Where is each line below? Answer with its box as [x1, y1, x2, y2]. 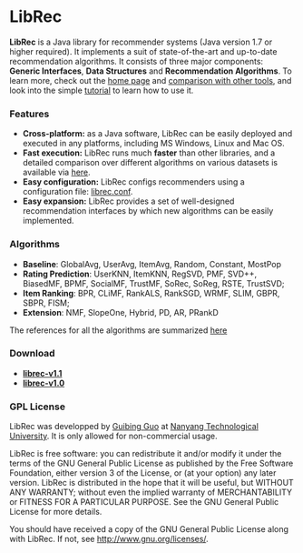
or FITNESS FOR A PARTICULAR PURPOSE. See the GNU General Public [9, 497, 279, 508]
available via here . [22, 166, 91, 178]
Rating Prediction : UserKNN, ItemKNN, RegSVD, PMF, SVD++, [22, 268, 258, 279]
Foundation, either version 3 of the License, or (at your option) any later [9, 468, 277, 478]
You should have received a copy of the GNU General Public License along [9, 524, 288, 535]
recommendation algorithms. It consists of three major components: [9, 55, 264, 66]
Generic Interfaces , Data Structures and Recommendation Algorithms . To [9, 65, 292, 76]
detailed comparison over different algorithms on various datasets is [22, 157, 279, 168]
